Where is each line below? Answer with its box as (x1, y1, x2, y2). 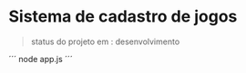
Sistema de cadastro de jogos (8, 6, 238, 27)
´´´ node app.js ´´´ (8, 53, 74, 64)
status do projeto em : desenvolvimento (30, 36, 180, 47)
